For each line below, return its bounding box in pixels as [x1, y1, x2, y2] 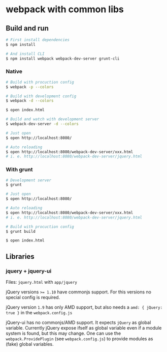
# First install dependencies [6, 37, 70, 42]
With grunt [6, 166, 33, 173]
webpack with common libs [6, 4, 124, 15]
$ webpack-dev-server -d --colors [6, 121, 79, 127]
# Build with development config [6, 93, 77, 99]
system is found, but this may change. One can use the [6, 330, 121, 337]
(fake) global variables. [6, 341, 54, 347]
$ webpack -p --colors [6, 84, 54, 90]
